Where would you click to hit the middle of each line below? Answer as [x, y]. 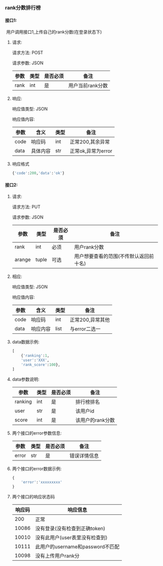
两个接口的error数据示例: [37, 469]
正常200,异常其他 [90, 320]
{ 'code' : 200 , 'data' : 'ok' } [38, 173]
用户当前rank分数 [88, 86]
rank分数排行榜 [23, 7]
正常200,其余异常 [90, 142]
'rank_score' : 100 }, [41, 365]
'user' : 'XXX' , [35, 360]
